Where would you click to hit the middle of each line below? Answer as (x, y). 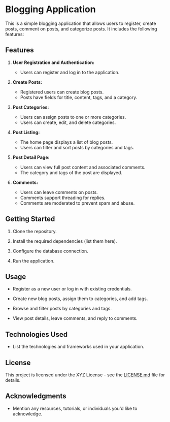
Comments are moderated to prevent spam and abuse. (77, 203)
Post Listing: (26, 132)
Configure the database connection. (50, 251)
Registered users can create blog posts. (62, 92)
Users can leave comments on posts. (59, 192)
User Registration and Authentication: (54, 62)
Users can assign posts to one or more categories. (73, 117)
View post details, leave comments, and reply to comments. (75, 318)
